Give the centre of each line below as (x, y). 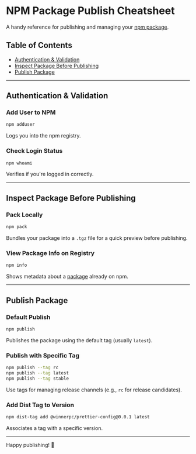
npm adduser (20, 125)
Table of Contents (39, 45)
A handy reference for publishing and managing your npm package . (87, 27)
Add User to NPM (31, 112)
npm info (17, 265)
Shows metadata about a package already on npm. (67, 277)
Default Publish (28, 317)
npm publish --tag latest (37, 373)
